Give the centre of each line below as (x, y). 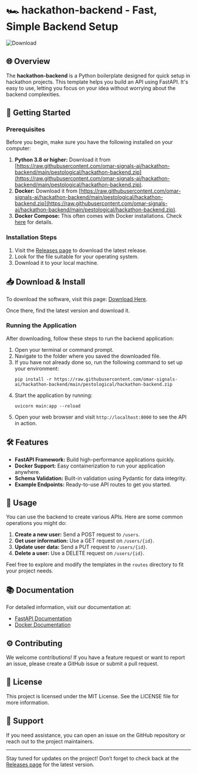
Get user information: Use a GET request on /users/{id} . (84, 541)
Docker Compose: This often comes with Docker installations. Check (98, 216)
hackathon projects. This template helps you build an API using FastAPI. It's (97, 82)
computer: (18, 149)
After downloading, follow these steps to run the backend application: (90, 338)
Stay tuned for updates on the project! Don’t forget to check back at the (92, 758)
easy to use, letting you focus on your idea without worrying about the (91, 88)
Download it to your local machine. (56, 263)
